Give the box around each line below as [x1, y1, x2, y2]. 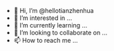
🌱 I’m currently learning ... [13, 21, 88, 29]
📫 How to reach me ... [13, 37, 78, 44]
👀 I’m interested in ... [13, 14, 73, 22]
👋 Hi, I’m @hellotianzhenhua [13, 7, 95, 14]
